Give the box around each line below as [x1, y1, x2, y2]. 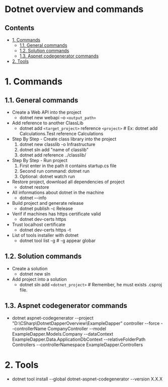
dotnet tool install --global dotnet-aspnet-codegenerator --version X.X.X [12, 376, 163, 382]
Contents [5, 24, 35, 32]
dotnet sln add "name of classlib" [19, 147, 89, 152]
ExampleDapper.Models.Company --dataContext [12, 331, 114, 337]
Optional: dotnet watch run [19, 174, 75, 179]
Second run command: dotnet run [19, 168, 90, 174]
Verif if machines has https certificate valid [12, 211, 101, 217]
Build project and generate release [12, 200, 84, 206]
